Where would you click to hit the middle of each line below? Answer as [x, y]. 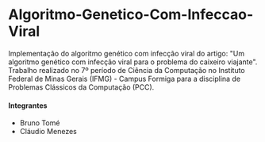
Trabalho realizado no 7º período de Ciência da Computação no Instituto [127, 70]
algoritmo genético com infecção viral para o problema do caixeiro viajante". [133, 62]
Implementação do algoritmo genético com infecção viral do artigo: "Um [126, 53]
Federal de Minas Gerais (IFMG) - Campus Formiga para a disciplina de [124, 79]
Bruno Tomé [40, 123]
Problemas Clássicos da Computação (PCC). [81, 87]
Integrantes [28, 106]
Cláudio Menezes [48, 132]
